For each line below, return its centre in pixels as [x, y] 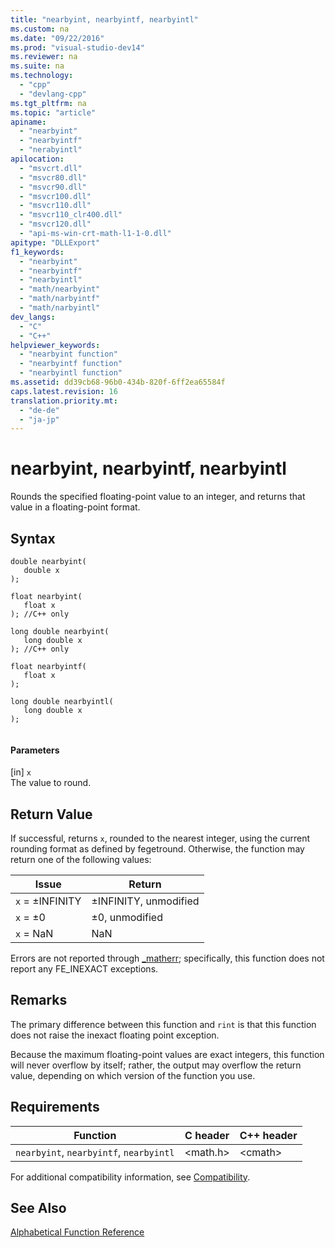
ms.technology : [42, 76]
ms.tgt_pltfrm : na [48, 103]
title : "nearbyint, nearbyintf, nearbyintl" [104, 19]
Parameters [35, 750]
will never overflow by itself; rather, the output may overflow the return [156, 1065]
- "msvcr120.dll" [55, 224]
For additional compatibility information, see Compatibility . [130, 1177]
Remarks [39, 1000]
